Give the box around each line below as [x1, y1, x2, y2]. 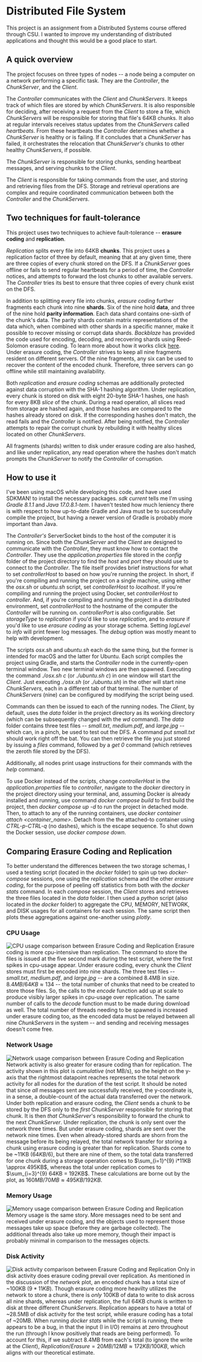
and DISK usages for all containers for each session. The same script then [6, 907, 191, 914]
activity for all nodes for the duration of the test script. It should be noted [6, 1080, 187, 1087]
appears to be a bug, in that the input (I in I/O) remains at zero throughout [6, 1323, 189, 1331]
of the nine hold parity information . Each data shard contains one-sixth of [6, 309, 191, 317]
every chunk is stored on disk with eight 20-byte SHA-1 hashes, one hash [6, 392, 189, 399]
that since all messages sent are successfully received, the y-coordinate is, [6, 1086, 194, 1094]
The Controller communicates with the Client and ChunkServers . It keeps [6, 95, 188, 102]
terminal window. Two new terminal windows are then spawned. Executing [6, 665, 192, 673]
